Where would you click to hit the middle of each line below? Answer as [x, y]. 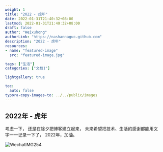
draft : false [18, 28]
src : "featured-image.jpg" [37, 55]
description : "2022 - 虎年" [33, 42]
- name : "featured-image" [31, 50]
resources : [16, 46]
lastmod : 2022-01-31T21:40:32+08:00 [42, 23]
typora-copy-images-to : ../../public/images [51, 95]
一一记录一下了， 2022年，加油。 [43, 135]
